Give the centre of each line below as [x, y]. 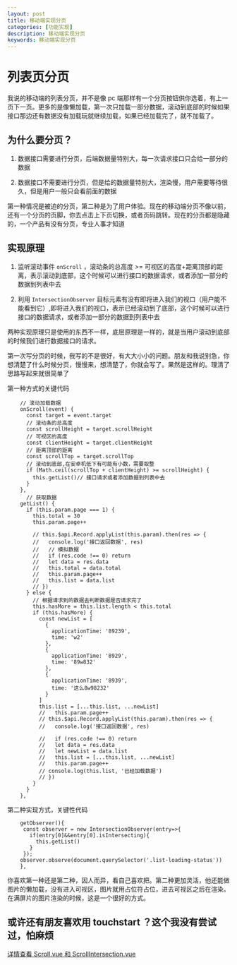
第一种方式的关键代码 [38, 388]
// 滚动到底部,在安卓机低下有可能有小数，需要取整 [90, 464]
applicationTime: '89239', [91, 631]
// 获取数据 [41, 497]
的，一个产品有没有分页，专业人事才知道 [66, 224]
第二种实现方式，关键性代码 [48, 810]
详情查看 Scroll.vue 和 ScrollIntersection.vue [72, 954]
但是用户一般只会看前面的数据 [73, 191]
